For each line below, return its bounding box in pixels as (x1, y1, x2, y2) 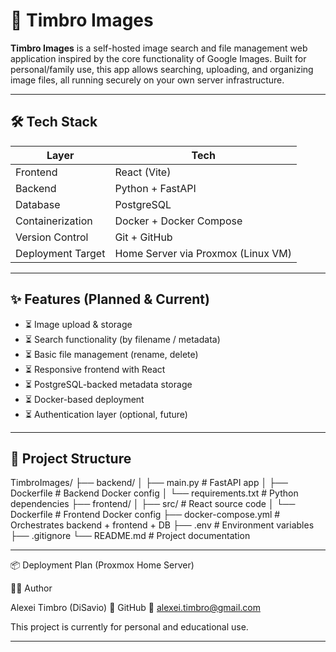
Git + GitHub (114, 230, 173, 244)
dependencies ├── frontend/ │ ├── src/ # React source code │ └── (10, 498, 296, 510)
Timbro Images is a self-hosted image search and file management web (10, 42, 308, 54)
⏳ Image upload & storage (24, 318, 133, 330)
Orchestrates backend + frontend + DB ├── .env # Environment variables (10, 519, 315, 531)
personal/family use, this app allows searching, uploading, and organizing (10, 63, 314, 75)
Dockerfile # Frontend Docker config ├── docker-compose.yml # (10, 509, 281, 521)
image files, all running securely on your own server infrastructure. (10, 74, 285, 86)
